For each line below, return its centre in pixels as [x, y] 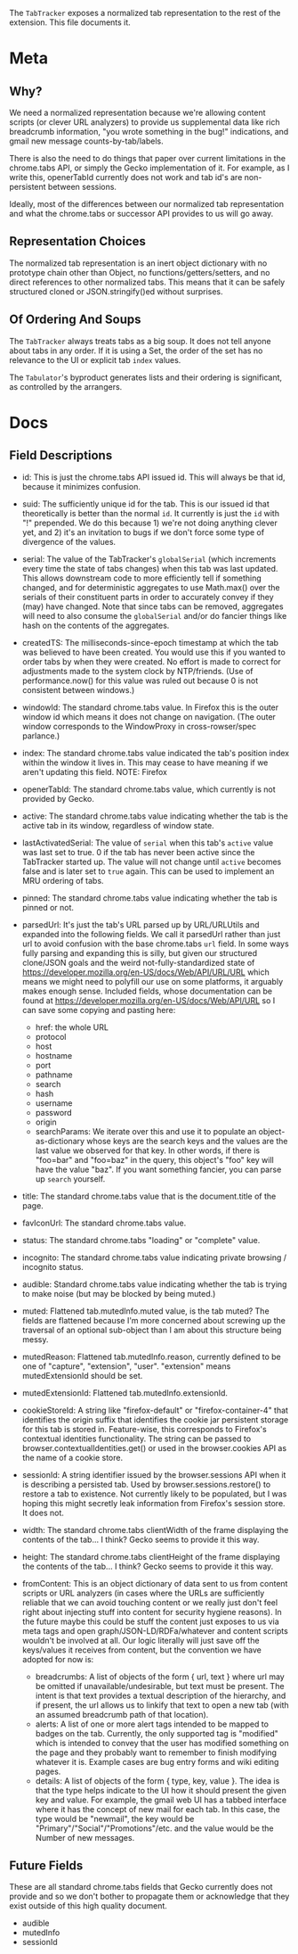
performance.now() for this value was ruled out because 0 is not [140, 680]
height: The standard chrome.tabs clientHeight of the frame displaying [151, 1556]
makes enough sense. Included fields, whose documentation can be [147, 991]
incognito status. [53, 1266]
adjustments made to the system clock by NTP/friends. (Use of [137, 671]
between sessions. [82, 187]
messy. [35, 1339]
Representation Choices [78, 241]
